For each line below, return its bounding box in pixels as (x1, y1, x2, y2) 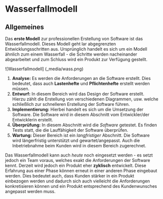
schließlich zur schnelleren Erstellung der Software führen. (12, 101, 130, 107)
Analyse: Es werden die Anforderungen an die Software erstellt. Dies (12, 76, 151, 81)
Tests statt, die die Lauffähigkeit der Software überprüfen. (12, 127, 128, 133)
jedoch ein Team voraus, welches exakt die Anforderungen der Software (5, 158, 150, 163)
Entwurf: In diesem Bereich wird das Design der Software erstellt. (12, 91, 145, 97)
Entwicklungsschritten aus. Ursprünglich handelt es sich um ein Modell (5, 46, 147, 52)
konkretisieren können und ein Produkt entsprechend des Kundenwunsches (5, 183, 157, 189)
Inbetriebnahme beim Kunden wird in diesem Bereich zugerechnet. (12, 143, 146, 148)
